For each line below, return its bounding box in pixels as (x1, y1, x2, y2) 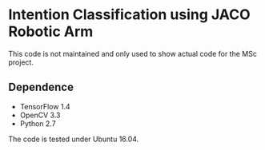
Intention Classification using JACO (8, 6, 251, 24)
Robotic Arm (8, 22, 94, 41)
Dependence (8, 81, 74, 94)
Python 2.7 (19, 118, 56, 128)
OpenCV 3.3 (19, 110, 61, 120)
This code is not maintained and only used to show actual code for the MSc (8, 49, 258, 58)
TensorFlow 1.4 (19, 101, 70, 111)
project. (8, 57, 34, 67)
